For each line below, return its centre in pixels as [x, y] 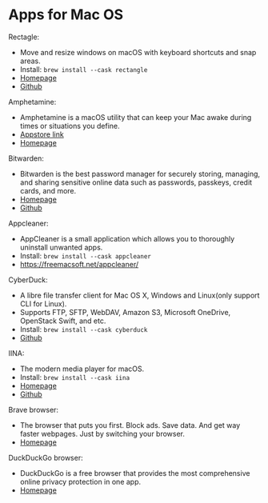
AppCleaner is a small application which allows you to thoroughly [127, 238]
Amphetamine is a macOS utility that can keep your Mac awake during [136, 117]
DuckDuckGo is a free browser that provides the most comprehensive [135, 473]
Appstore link [42, 134]
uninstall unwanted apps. [61, 247]
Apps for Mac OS [66, 15]
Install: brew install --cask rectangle [84, 69]
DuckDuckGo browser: [46, 457]
